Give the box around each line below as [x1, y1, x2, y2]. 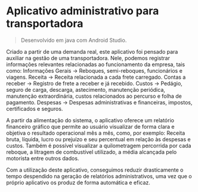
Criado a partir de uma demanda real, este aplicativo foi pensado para [6, 48, 178, 55]
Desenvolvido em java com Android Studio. [20, 36, 127, 44]
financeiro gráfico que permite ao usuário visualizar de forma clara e [6, 123, 175, 130]
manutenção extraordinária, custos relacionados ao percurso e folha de [6, 92, 182, 100]
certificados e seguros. [6, 105, 63, 112]
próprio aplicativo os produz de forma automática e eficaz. [6, 179, 151, 186]
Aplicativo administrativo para [6, 4, 159, 18]
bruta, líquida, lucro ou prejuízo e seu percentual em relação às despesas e [6, 135, 191, 143]
